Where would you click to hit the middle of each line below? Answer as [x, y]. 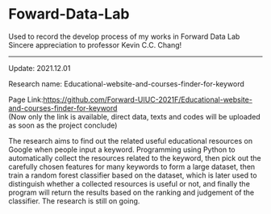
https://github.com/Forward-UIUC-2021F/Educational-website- [148, 99]
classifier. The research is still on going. [74, 201]
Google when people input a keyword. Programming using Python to [122, 149]
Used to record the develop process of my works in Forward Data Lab [124, 36]
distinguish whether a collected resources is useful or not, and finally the [129, 183]
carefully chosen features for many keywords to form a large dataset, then [132, 166]
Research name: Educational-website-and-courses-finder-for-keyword [126, 84]
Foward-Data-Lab [69, 14]
